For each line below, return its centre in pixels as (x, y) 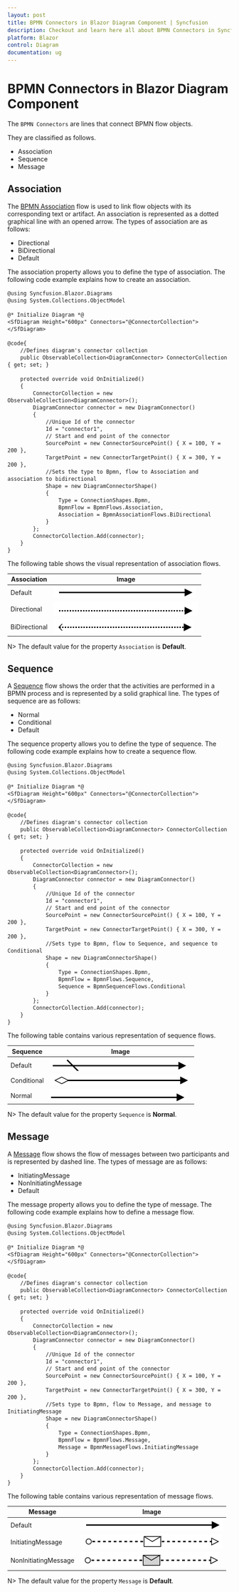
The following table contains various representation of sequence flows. (112, 1035)
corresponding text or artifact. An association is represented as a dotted (113, 213)
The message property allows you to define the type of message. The (110, 1204)
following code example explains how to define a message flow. (101, 1212)
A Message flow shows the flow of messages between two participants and (118, 1154)
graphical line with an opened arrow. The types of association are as (107, 221)
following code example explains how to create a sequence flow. (102, 751)
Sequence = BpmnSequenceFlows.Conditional (122, 987)
